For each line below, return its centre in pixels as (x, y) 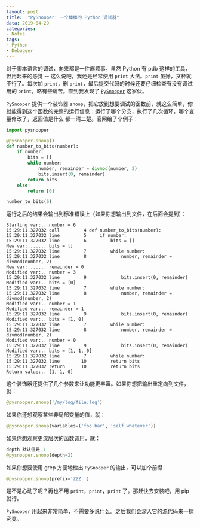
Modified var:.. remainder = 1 (45, 309)
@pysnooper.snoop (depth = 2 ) (40, 455)
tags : (13, 40)
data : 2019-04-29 (28, 23)
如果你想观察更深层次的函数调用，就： (53, 438)
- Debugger (20, 51)
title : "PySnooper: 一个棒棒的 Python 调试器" (63, 17)
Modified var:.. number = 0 (41, 341)
